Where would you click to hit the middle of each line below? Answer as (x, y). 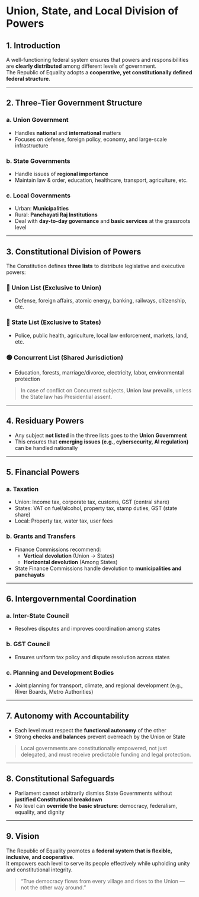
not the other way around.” (53, 887)
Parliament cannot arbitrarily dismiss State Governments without (93, 793)
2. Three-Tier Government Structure (74, 103)
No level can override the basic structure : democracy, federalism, (96, 805)
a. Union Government (38, 120)
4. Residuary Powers (45, 421)
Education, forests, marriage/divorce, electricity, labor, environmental (99, 372)
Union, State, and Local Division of (92, 11)
